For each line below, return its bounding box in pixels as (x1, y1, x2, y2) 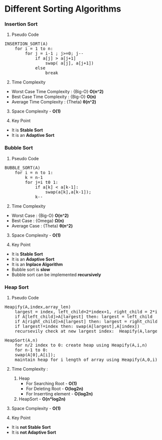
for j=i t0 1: (25, 179, 59, 185)
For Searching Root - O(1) (26, 381, 77, 387)
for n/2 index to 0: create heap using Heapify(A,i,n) (15, 342, 148, 348)
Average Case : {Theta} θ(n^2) (11, 223, 73, 228)
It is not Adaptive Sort (11, 429, 57, 435)
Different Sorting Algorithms (4, 3, 121, 15)
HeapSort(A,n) (4, 338, 38, 343)
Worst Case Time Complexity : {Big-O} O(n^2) (11, 89, 104, 95)
